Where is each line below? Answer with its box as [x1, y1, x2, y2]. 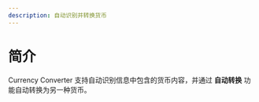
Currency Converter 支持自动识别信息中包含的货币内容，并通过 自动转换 [8, 75, 242, 85]
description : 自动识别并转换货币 [8, 11, 108, 20]
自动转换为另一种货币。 [14, 85, 91, 94]
